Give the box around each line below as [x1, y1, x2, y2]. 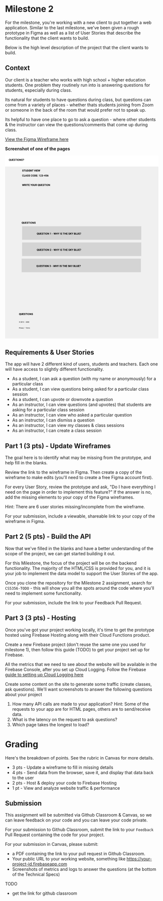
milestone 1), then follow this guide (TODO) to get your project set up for [5, 646, 150, 652]
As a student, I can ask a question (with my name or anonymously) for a [12, 376, 157, 381]
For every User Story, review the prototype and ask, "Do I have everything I [5, 484, 156, 490]
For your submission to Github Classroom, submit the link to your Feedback [5, 827, 154, 833]
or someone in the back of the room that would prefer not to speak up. [5, 107, 146, 113]
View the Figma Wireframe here [5, 136, 69, 142]
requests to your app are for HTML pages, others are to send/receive [12, 706, 151, 712]
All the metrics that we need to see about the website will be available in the [5, 661, 157, 667]
